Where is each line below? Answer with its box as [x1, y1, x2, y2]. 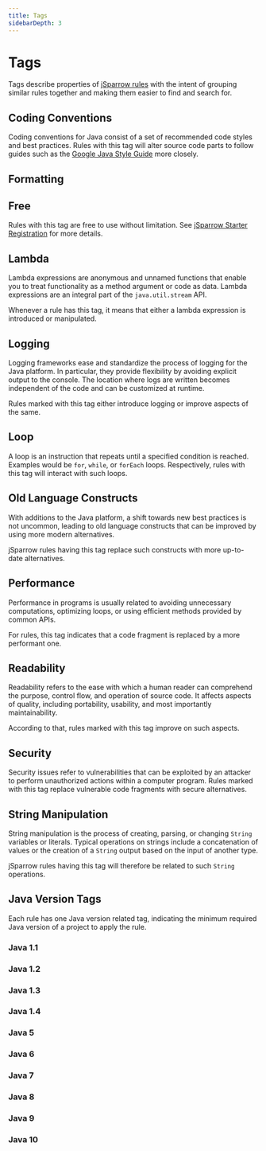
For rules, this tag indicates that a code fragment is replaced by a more [8, 630, 241, 639]
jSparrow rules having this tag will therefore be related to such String [8, 860, 235, 870]
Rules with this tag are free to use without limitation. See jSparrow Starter [8, 220, 249, 230]
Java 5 [8, 1028, 34, 1039]
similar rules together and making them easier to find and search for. [8, 88, 233, 98]
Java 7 [8, 1070, 34, 1081]
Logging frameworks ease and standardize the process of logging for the [8, 358, 248, 368]
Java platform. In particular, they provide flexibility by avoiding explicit [8, 367, 237, 377]
